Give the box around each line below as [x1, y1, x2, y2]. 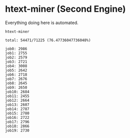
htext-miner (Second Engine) [5, 3, 126, 15]
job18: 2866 [5, 124, 29, 129]
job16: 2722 [5, 115, 29, 120]
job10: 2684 [5, 89, 29, 94]
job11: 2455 [5, 93, 29, 99]
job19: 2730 [5, 128, 29, 133]
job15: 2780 [5, 110, 29, 116]
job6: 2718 [5, 72, 27, 77]
